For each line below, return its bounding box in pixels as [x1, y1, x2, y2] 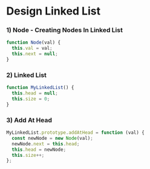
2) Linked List [6, 71, 47, 79]
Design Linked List [6, 4, 101, 18]
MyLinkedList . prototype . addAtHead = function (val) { [6, 130, 145, 136]
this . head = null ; [11, 90, 59, 96]
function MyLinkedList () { [6, 85, 74, 91]
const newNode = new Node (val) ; [11, 135, 94, 141]
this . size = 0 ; [11, 96, 50, 102]
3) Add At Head [6, 116, 53, 124]
